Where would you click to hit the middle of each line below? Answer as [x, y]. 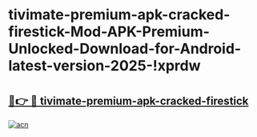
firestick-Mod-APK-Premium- [109, 32]
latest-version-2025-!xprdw [105, 66]
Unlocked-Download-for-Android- [125, 49]
